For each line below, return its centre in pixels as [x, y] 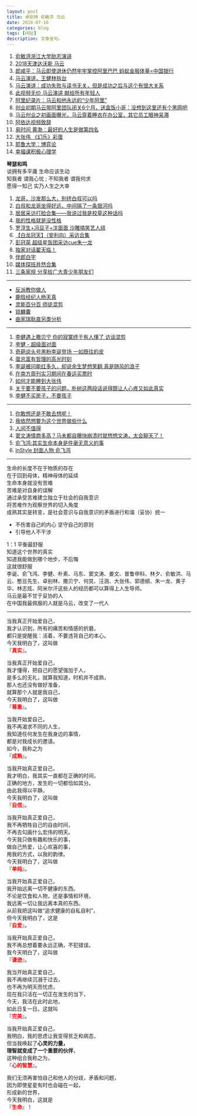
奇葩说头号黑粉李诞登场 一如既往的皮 [59, 352]
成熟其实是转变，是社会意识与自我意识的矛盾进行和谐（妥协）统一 [86, 512]
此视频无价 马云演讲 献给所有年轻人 [58, 93]
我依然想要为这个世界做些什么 [51, 421]
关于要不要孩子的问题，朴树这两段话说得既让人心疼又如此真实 [89, 388]
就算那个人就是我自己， [35, 692]
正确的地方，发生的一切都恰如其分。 [50, 783]
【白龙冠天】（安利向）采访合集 [52, 235]
